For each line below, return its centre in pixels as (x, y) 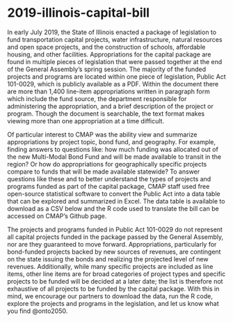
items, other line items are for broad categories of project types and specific (116, 274)
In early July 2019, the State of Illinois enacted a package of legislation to (112, 32)
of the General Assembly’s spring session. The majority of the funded (107, 69)
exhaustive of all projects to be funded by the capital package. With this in (113, 289)
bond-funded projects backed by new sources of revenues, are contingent (114, 252)
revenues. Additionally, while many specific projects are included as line (110, 266)
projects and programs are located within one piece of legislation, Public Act (116, 76)
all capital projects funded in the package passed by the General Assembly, (115, 237)
